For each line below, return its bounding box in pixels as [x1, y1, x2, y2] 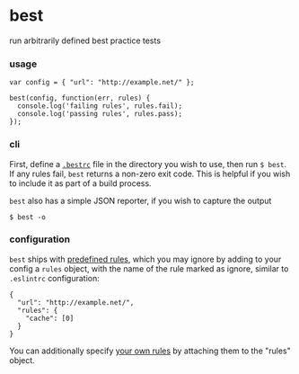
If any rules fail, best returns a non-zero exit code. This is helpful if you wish [9, 168, 291, 179]
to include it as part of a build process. [9, 177, 152, 189]
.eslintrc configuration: [9, 272, 101, 283]
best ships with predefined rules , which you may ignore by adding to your [9, 254, 282, 264]
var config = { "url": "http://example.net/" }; [9, 78, 195, 87]
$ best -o [9, 212, 47, 221]
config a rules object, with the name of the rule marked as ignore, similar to [9, 263, 289, 274]
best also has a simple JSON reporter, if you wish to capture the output [9, 195, 272, 206]
